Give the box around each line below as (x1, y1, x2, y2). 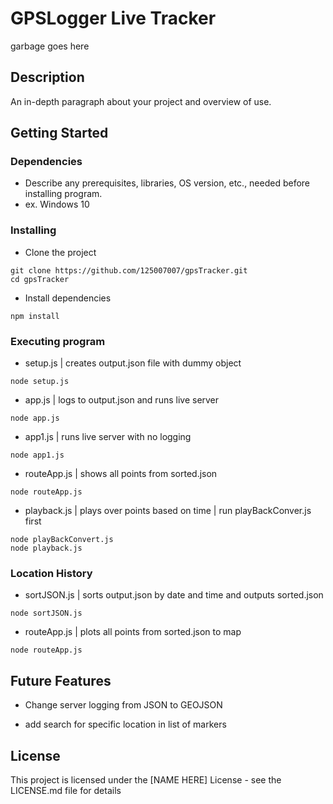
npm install (10, 311, 60, 321)
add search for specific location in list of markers (24, 718, 227, 731)
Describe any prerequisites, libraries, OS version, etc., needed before (24, 177, 311, 189)
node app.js (10, 413, 60, 424)
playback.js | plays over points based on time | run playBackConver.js (24, 505, 312, 517)
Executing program (10, 334, 106, 348)
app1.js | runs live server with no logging (24, 431, 192, 443)
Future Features (10, 672, 112, 689)
